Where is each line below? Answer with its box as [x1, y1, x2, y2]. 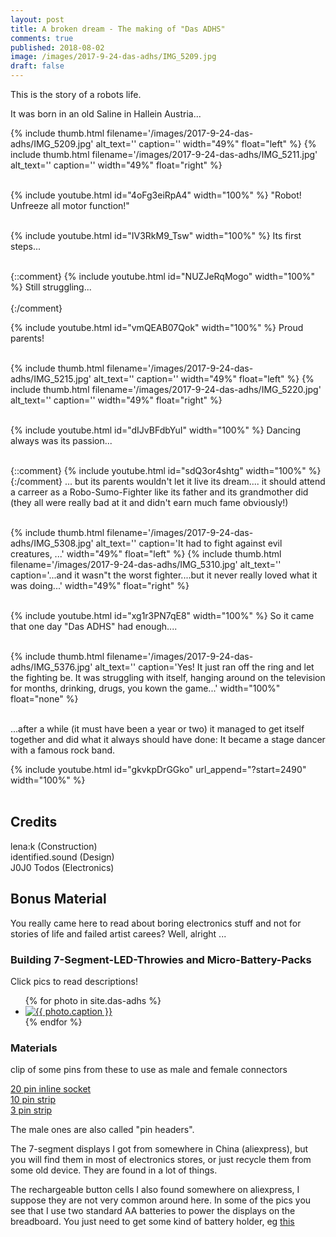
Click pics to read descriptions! [10, 975, 138, 987]
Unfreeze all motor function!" [10, 200, 130, 211]
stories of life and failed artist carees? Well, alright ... [10, 927, 227, 940]
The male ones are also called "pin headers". [10, 1124, 195, 1136]
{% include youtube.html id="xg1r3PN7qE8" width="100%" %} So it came [10, 610, 315, 621]
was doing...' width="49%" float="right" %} [10, 580, 190, 591]
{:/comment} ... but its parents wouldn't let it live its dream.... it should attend [10, 476, 326, 487]
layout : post [10, 14, 65, 25]
